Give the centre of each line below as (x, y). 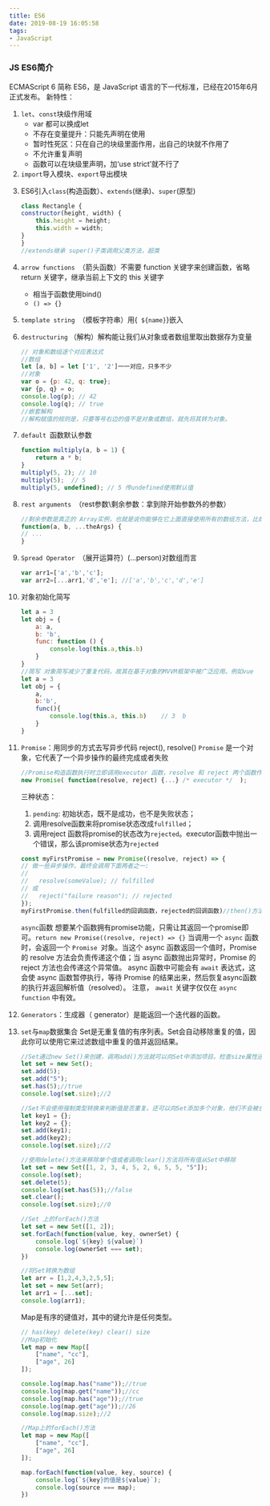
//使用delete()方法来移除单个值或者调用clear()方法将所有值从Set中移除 (128, 1160)
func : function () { (70, 642)
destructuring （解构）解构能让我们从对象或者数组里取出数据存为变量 (136, 337)
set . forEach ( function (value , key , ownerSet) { (100, 1234)
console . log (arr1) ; (53, 1300)
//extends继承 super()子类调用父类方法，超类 (90, 250)
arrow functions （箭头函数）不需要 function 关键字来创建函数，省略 (135, 267)
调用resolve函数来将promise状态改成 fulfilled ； (113, 823)
